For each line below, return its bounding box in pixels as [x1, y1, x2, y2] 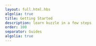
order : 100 [5, 25, 27, 30]
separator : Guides [5, 29, 42, 34]
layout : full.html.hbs [5, 7, 51, 12]
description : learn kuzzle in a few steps [5, 20, 92, 25]
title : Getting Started [5, 16, 53, 21]
